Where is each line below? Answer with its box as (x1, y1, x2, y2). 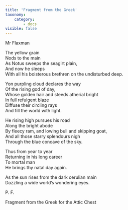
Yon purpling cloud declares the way (5, 81, 81, 87)
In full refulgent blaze (5, 97, 49, 103)
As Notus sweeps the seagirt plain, (5, 60, 77, 66)
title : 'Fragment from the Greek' (5, 7, 78, 13)
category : (14, 17, 35, 22)
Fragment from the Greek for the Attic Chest (5, 199, 96, 205)
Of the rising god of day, (5, 86, 56, 92)
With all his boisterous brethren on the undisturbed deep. (5, 71, 123, 77)
